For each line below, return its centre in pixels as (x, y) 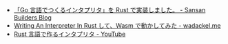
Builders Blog (32, 18)
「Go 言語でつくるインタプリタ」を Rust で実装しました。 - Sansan (110, 10)
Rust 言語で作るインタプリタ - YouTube (70, 34)
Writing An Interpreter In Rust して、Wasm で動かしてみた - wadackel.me (117, 25)
